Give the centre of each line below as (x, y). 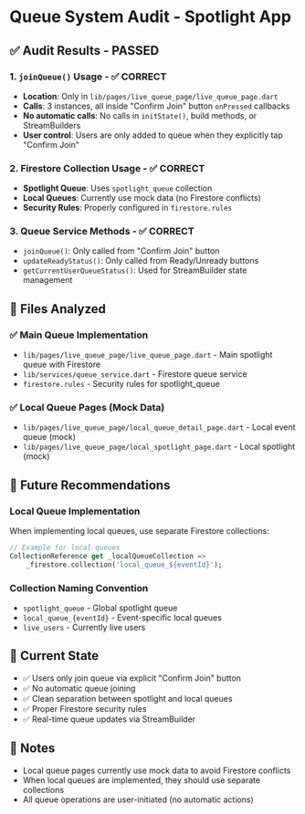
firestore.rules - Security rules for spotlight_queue (121, 384)
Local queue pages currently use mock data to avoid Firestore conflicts (157, 770)
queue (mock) (49, 437)
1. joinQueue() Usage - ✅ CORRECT (88, 77)
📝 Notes (32, 749)
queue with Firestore (62, 365)
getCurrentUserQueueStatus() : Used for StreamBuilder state (135, 270)
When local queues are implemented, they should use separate (142, 780)
